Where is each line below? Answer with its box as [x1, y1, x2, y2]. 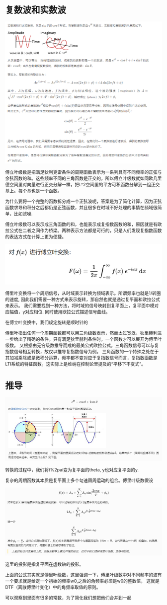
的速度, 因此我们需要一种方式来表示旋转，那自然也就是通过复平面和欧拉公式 [5, 296, 160, 302]
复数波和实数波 [5, 4, 67, 16]
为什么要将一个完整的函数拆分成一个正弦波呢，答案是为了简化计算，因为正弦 [5, 198, 162, 204]
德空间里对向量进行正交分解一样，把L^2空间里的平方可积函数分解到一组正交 [5, 181, 160, 187]
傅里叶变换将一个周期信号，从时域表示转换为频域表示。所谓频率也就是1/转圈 [5, 290, 161, 296]
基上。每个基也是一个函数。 [5, 187, 62, 194]
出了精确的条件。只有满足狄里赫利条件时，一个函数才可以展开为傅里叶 [18, 336, 162, 342]
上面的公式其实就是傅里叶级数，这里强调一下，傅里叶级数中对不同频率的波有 [5, 572, 162, 578]
